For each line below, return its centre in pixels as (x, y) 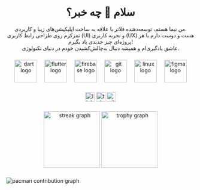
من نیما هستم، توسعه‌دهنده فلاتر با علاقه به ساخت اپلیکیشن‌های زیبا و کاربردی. (101, 29)
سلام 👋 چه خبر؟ (101, 12)
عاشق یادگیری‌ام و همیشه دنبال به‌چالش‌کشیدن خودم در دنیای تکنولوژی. (101, 48)
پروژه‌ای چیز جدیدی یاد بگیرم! (101, 41)
